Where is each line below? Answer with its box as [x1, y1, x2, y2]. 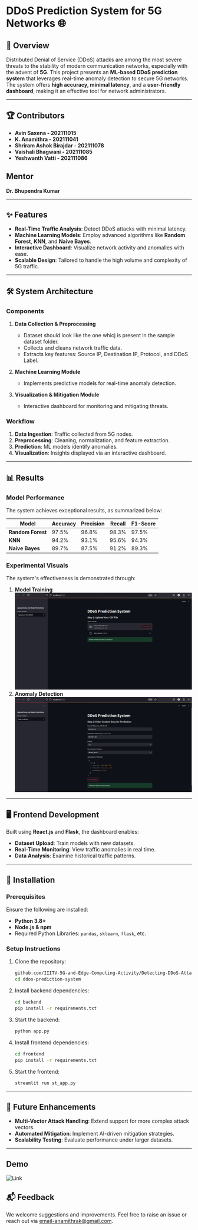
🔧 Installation [6, 874, 55, 885]
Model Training [14, 586, 53, 593]
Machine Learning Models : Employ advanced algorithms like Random [14, 232, 186, 239]
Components [6, 307, 44, 315]
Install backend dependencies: [14, 987, 90, 994]
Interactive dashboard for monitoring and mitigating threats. [23, 403, 169, 410]
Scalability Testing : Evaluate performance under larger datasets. [14, 1136, 173, 1143]
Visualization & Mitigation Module [14, 391, 100, 399]
